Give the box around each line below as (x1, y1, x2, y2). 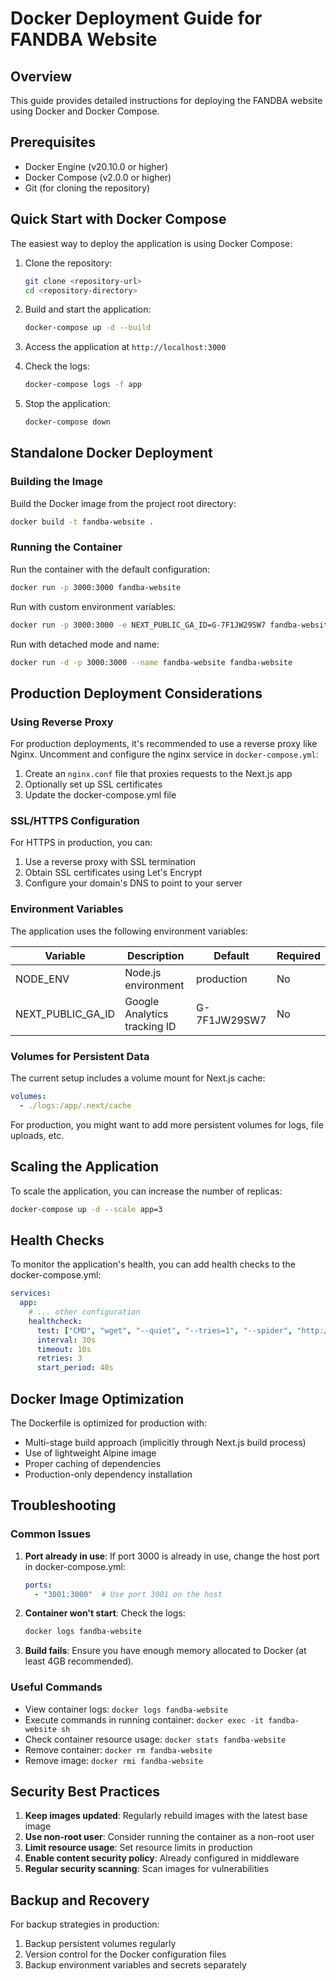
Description (126, 948, 185, 962)
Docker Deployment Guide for (10, 7, 263, 30)
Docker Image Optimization (10, 1390, 185, 1407)
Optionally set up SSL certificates (24, 778, 163, 791)
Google (124, 994, 160, 1008)
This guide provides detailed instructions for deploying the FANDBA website (10, 95, 323, 106)
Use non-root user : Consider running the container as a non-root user (24, 1831, 315, 1843)
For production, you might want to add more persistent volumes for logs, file (10, 1118, 324, 1131)
